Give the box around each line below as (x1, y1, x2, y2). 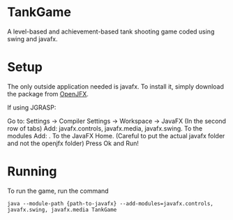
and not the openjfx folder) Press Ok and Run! (7, 139, 140, 147)
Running (7, 163, 57, 179)
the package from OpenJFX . (7, 89, 89, 98)
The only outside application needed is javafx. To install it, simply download (7, 82, 225, 91)
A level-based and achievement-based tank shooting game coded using (7, 27, 215, 36)
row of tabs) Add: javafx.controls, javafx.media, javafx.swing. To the (7, 124, 203, 133)
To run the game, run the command (7, 186, 110, 195)
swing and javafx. (7, 34, 58, 43)
